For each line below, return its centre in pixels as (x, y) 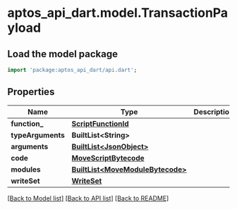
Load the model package (63, 54)
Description (214, 112)
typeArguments (38, 135)
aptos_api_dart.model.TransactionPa (118, 13)
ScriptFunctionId (100, 123)
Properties (31, 92)
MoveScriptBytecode (108, 158)
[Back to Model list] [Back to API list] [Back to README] (88, 198)
